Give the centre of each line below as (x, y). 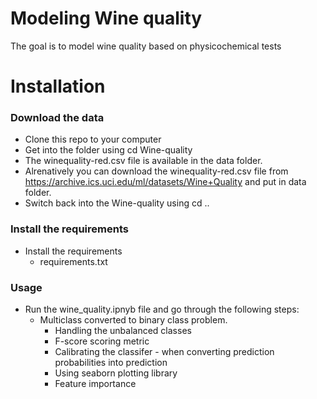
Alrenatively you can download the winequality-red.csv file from (156, 171)
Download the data (57, 118)
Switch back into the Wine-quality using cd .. (117, 203)
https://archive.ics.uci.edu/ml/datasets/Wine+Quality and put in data (165, 182)
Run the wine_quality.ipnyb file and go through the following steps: (162, 309)
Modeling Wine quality (106, 18)
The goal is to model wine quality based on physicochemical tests (146, 46)
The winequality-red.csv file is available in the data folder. (143, 161)
